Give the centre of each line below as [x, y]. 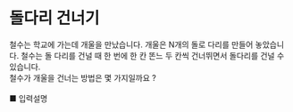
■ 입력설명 [29, 98]
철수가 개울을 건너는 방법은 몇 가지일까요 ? [83, 77]
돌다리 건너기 [54, 18]
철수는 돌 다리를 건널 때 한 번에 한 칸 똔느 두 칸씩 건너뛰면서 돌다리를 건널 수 [153, 55]
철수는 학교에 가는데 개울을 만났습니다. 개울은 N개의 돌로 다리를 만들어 [131, 44]
